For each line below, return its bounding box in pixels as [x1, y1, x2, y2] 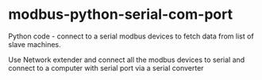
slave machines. [8, 39, 61, 49]
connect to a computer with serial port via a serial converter [8, 63, 204, 72]
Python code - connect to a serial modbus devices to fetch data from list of [8, 31, 254, 41]
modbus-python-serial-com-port [8, 5, 233, 24]
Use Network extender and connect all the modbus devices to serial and [8, 55, 245, 64]
